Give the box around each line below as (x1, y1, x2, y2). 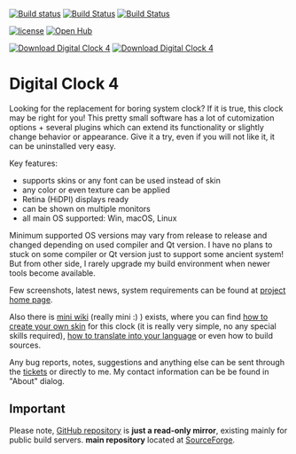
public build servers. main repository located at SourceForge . (9, 434, 236, 445)
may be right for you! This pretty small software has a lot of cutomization (9, 112, 275, 123)
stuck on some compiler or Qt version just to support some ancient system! (9, 248, 284, 259)
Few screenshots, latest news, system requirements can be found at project (9, 285, 286, 295)
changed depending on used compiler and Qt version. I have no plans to (9, 239, 273, 250)
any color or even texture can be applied (21, 184, 170, 195)
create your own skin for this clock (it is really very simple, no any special (9, 320, 277, 332)
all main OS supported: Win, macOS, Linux (21, 213, 177, 223)
